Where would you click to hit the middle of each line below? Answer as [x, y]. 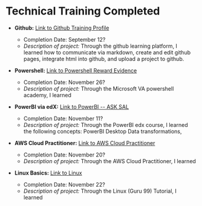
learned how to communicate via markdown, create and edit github [107, 52]
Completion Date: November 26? [64, 82]
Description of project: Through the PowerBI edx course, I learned [106, 124]
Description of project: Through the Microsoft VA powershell [99, 88]
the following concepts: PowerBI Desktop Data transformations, [103, 131]
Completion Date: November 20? [64, 155]
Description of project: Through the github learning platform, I [100, 46]
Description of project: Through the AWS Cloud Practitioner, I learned [109, 161]
